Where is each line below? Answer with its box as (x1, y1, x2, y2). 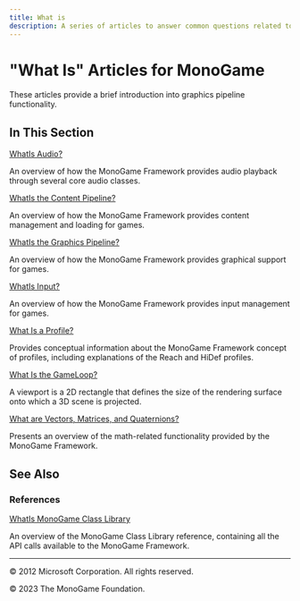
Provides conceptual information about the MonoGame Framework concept (9, 343, 287, 353)
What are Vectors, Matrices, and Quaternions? (9, 413, 179, 425)
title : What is (9, 13, 66, 22)
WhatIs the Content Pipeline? (9, 193, 116, 204)
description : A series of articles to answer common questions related (9, 21, 281, 30)
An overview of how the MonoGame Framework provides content (9, 210, 250, 221)
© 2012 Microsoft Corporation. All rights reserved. (9, 565, 194, 577)
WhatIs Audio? (9, 148, 63, 159)
